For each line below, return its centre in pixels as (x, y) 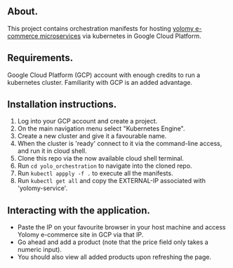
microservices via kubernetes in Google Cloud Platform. (120, 36)
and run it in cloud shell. (52, 151)
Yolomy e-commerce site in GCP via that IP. (80, 235)
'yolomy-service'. (42, 188)
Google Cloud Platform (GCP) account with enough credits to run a (104, 75)
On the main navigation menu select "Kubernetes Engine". (101, 128)
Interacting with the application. (79, 210)
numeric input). (39, 250)
